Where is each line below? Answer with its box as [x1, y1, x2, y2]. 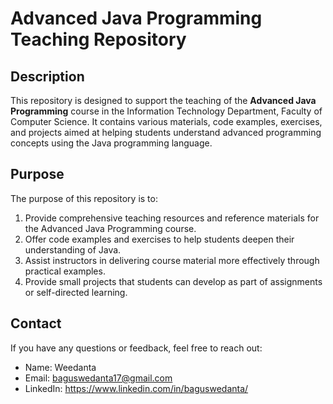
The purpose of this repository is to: [10, 192, 158, 204]
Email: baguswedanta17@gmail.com [24, 372, 173, 384]
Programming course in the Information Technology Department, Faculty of [10, 105, 323, 117]
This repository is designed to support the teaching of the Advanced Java [10, 95, 317, 106]
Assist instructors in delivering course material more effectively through [24, 254, 320, 266]
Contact [10, 315, 62, 332]
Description [10, 68, 85, 85]
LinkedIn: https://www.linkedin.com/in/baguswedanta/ [24, 382, 249, 394]
